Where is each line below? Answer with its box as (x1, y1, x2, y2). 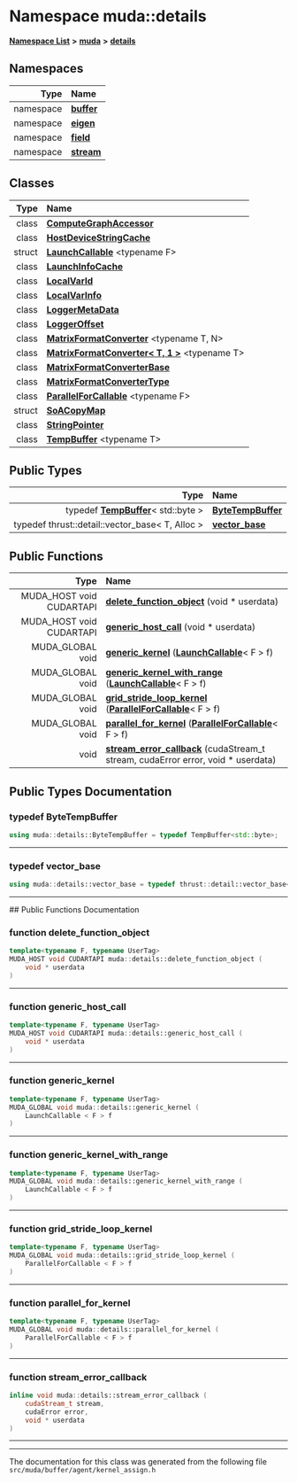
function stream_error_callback (9, 1370, 148, 1383)
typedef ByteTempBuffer (9, 811, 118, 823)
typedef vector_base (9, 859, 102, 872)
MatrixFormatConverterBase (46, 361, 171, 373)
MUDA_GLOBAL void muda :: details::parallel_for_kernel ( (9, 1325, 219, 1334)
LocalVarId (46, 275, 94, 287)
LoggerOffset (46, 317, 104, 330)
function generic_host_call (9, 1000, 126, 1013)
